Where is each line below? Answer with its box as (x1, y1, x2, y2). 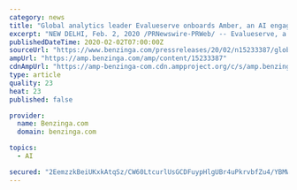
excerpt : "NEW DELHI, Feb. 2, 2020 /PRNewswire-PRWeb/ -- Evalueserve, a (9, 29, 287, 38)
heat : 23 (9, 87, 42, 95)
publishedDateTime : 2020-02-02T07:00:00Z (9, 37, 164, 47)
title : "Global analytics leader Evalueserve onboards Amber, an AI (9, 21, 267, 30)
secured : (9, 167, 42, 177)
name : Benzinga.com (17, 119, 89, 128)
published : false (9, 95, 73, 104)
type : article (9, 71, 62, 80)
